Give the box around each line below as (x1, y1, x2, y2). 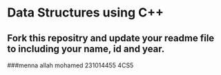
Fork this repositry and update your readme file (7, 32, 215, 44)
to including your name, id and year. (7, 43, 165, 54)
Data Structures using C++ (7, 5, 164, 21)
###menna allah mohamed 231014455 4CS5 (7, 61, 134, 69)
